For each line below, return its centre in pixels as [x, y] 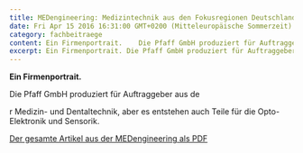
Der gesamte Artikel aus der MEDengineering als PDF [109, 139]
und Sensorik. [74, 121]
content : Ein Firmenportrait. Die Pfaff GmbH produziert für [133, 43]
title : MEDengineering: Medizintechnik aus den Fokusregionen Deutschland [153, 18]
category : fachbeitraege [56, 34]
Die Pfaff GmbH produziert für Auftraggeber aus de [105, 94]
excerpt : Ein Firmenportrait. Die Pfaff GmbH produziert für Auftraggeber [153, 51]
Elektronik [28, 121]
